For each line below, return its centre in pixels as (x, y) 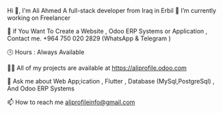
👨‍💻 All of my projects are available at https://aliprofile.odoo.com (97, 68)
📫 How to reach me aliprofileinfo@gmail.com (71, 102)
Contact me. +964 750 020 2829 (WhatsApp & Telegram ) (89, 38)
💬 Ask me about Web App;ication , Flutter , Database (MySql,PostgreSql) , (111, 81)
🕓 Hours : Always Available (46, 52)
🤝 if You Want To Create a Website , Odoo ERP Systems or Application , (107, 31)
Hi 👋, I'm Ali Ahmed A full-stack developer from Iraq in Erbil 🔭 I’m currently (112, 11)
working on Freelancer (39, 18)
